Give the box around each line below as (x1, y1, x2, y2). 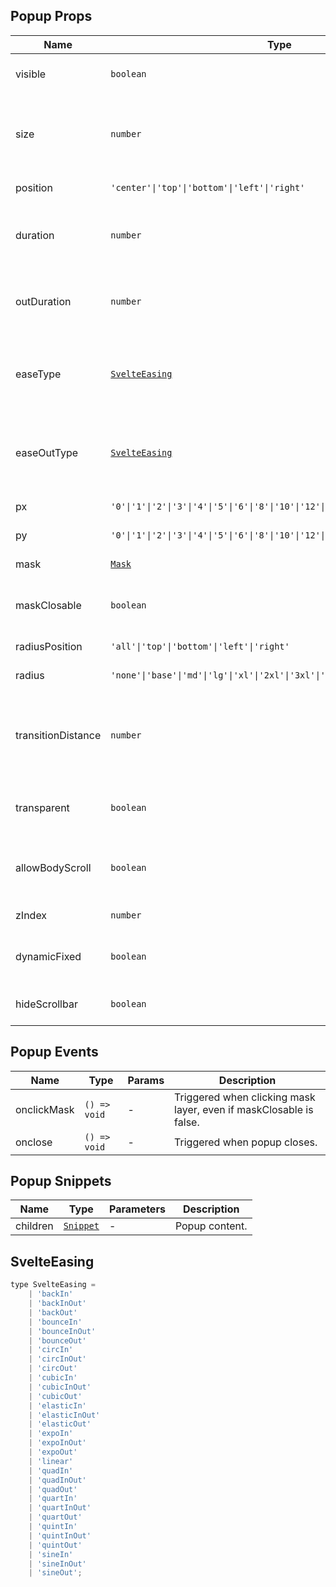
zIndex (15, 908, 48, 922)
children (15, 1219, 54, 1233)
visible (15, 67, 47, 81)
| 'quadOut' (28, 1484, 78, 1494)
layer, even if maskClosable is (174, 1102, 314, 1116)
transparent (15, 800, 70, 814)
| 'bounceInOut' (28, 1326, 97, 1336)
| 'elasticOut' (28, 1419, 92, 1429)
